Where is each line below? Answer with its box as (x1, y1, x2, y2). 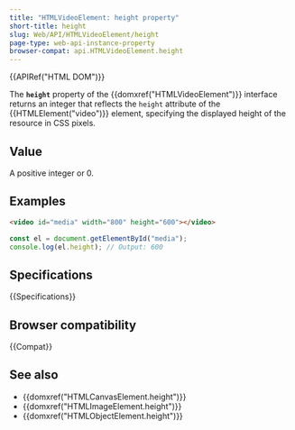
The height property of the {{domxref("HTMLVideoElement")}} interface (9, 89, 278, 100)
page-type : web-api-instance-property (9, 38, 155, 48)
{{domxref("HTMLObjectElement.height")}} (22, 410, 183, 421)
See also (9, 367, 59, 383)
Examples (9, 194, 66, 209)
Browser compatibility (9, 317, 137, 333)
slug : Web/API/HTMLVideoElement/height (9, 30, 160, 39)
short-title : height (9, 22, 88, 31)
